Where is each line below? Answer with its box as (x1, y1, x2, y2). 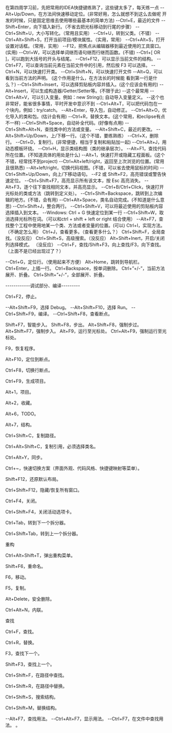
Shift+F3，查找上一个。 (5, 661, 55, 667)
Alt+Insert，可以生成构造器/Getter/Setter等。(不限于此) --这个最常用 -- (5, 88, 155, 94)
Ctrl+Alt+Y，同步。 (5, 454, 45, 460)
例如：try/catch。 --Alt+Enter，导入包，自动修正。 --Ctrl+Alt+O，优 (23, 107, 167, 113)
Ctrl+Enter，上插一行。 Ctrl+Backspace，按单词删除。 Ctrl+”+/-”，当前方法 (5, 266, 165, 271)
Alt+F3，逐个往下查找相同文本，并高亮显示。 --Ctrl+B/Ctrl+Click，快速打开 (5, 184, 164, 190)
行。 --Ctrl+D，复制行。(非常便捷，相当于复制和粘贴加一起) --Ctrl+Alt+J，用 (5, 139, 167, 145)
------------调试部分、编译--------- (5, 282, 80, 289)
